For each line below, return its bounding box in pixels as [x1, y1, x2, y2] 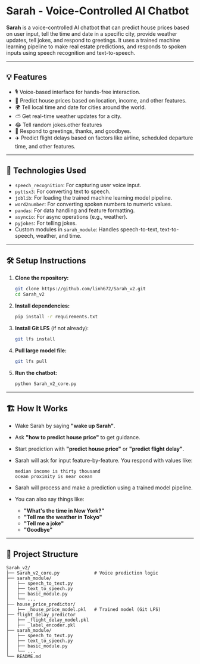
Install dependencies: [14, 302, 70, 309]
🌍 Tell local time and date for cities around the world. [14, 103, 146, 111]
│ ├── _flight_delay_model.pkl [6, 617, 89, 623]
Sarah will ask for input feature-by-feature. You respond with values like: [14, 457, 193, 464]
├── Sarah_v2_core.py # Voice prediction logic [6, 570, 159, 576]
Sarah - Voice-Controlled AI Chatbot [6, 4, 189, 18]
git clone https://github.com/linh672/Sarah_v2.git [14, 286, 146, 292]
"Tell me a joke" [23, 520, 64, 527]
